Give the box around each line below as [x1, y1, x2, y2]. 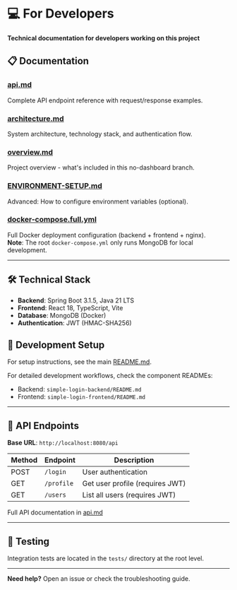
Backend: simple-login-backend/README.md [17, 385, 142, 394]
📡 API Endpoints [7, 420, 80, 432]
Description [114, 455, 154, 465]
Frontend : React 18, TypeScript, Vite [17, 303, 123, 312]
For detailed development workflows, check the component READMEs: [7, 372, 213, 380]
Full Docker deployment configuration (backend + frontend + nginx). [7, 230, 206, 239]
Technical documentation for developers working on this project [7, 33, 200, 42]
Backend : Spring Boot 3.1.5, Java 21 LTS [17, 296, 135, 305]
